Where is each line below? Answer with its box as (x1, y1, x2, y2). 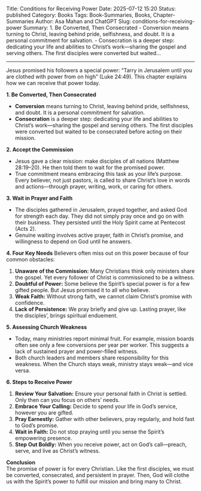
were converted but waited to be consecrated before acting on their (14, 128, 182, 135)
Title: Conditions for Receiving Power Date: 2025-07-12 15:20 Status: (6, 5, 176, 12)
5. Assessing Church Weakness (6, 324, 87, 331)
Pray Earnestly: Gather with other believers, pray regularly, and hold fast (14, 416, 194, 422)
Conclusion (6, 459, 36, 466)
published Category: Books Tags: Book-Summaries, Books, (6, 11, 152, 19)
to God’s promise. (14, 422, 59, 429)
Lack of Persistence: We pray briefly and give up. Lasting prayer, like (14, 306, 187, 313)
